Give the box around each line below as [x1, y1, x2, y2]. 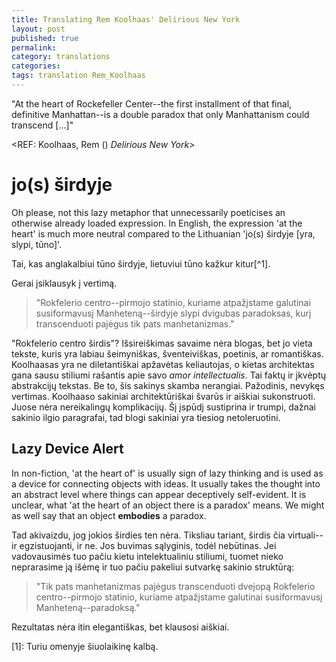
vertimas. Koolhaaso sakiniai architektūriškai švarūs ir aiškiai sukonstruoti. [11, 390, 316, 402]
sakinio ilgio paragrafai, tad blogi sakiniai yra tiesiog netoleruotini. [11, 411, 281, 423]
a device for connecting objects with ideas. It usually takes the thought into [11, 477, 321, 490]
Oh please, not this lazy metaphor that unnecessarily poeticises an [11, 206, 286, 218]
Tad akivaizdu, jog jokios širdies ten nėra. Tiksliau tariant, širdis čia [11, 529, 286, 541]
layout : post [11, 24, 66, 34]
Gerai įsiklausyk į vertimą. [11, 277, 118, 289]
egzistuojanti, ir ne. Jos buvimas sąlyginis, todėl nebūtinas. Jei [19, 539, 277, 551]
